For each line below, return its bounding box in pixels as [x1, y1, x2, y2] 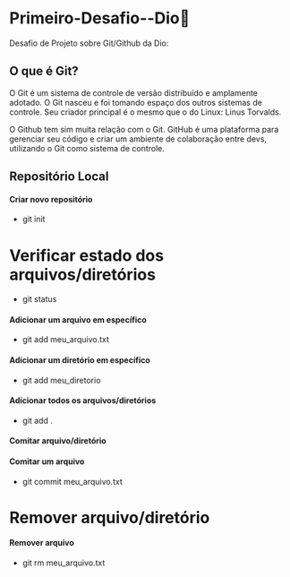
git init [21, 214, 46, 225]
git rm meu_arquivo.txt [21, 557, 106, 568]
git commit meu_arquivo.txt [21, 476, 123, 487]
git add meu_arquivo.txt [21, 334, 110, 345]
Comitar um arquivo [9, 456, 85, 467]
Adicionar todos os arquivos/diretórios [9, 395, 157, 406]
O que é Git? [9, 64, 79, 79]
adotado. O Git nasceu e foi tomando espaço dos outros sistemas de [9, 97, 262, 108]
